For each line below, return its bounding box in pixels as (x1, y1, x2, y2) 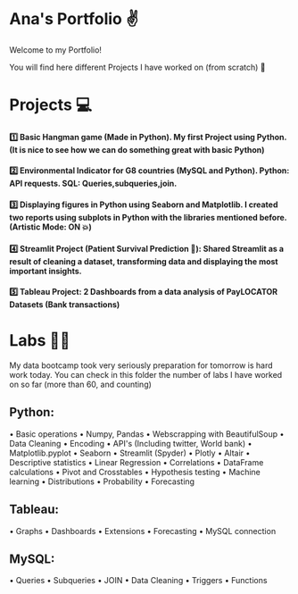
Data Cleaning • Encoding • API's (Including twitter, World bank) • (9, 438, 252, 448)
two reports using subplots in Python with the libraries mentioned (9, 212, 259, 222)
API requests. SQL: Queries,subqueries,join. (9, 178, 178, 189)
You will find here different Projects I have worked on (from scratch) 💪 (9, 62, 266, 72)
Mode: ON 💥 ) (41, 222, 92, 232)
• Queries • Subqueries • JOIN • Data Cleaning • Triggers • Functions (9, 575, 268, 586)
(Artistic (9, 222, 41, 232)
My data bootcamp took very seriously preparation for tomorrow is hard (9, 360, 274, 371)
